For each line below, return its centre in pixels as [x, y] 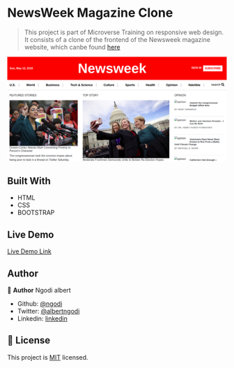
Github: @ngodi [40, 304]
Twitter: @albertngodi [48, 311]
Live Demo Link [30, 251]
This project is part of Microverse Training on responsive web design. [124, 32]
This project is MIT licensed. [48, 357]
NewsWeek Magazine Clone [90, 13]
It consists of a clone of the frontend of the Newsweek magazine [117, 39]
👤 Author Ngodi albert [39, 290]
